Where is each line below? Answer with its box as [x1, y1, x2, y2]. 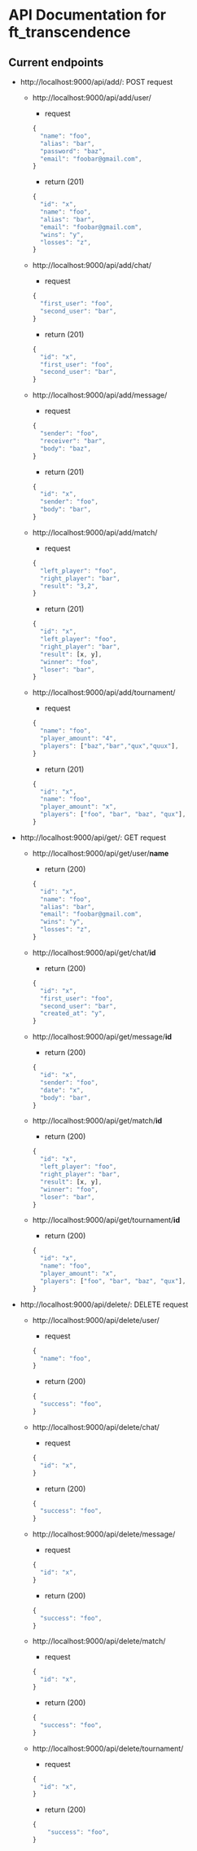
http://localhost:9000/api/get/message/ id [32, 1032, 173, 1042]
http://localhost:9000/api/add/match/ [32, 527, 158, 537]
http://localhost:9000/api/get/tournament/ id [32, 1216, 181, 1225]
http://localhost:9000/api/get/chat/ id [32, 947, 156, 957]
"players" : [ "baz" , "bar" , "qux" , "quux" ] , [39, 741, 179, 750]
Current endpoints [8, 55, 104, 69]
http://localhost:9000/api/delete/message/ [32, 1529, 176, 1539]
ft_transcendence [8, 23, 131, 42]
